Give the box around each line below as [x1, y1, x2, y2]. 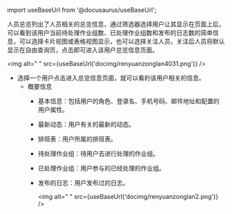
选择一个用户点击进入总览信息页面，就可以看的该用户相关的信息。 [17, 74, 205, 82]
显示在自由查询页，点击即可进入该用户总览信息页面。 [7, 46, 159, 54]
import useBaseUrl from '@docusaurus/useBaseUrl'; [7, 6, 157, 14]
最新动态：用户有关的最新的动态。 [37, 120, 135, 128]
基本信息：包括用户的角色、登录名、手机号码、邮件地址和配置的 [37, 97, 220, 105]
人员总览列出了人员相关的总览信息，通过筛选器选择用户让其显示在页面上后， [7, 20, 225, 28]
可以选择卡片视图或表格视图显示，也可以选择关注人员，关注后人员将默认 [19, 37, 225, 45]
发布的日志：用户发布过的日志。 [37, 179, 129, 186]
